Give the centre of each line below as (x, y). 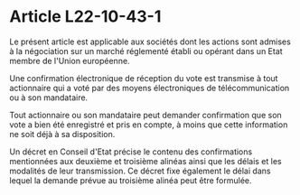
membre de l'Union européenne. (70, 60)
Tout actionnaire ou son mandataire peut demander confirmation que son (145, 115)
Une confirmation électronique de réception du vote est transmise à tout (144, 78)
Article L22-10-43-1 (85, 17)
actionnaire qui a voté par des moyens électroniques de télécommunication (150, 88)
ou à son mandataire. (49, 97)
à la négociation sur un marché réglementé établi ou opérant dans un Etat (146, 51)
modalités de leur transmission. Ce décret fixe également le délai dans (140, 171)
